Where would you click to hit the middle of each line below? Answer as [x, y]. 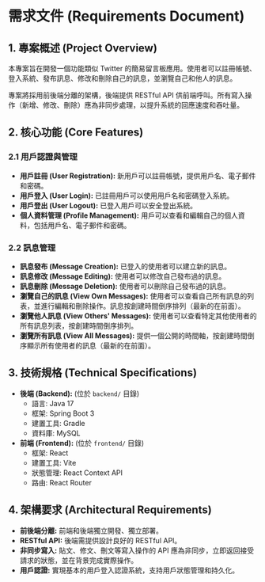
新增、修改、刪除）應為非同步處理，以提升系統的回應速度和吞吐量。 [132, 105]
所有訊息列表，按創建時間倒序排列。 [79, 325]
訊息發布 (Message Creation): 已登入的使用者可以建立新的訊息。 [125, 266]
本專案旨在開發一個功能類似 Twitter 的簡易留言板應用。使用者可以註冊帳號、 [132, 68]
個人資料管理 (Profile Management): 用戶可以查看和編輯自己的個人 [129, 215]
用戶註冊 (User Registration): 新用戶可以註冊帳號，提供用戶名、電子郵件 [138, 176]
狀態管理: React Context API [77, 473]
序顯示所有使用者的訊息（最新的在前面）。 [87, 345]
